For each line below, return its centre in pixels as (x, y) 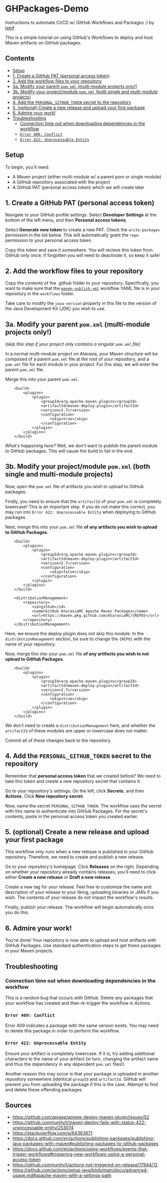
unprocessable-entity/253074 (43, 1128)
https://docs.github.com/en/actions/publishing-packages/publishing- (83, 1138)
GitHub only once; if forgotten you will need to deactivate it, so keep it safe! (83, 255)
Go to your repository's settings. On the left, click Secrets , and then (75, 791)
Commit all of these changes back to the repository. (58, 740)
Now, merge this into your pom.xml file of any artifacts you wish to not (77, 654)
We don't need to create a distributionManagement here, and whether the (80, 725)
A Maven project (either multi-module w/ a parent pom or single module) (87, 176)
